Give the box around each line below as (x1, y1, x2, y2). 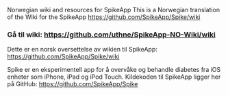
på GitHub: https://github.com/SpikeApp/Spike (7, 80, 138, 88)
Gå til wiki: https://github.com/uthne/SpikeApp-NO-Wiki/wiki (7, 30, 216, 39)
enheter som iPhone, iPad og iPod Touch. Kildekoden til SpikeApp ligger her (7, 73, 221, 81)
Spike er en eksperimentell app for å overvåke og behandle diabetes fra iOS (7, 66, 221, 74)
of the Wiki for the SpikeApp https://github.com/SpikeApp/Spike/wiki (7, 13, 201, 21)
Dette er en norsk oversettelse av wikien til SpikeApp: (7, 45, 157, 54)
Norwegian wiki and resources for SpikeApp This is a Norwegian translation (7, 6, 220, 14)
